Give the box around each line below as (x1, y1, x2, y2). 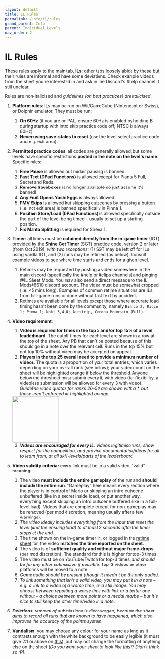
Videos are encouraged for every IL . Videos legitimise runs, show (19, 442, 154, 448)
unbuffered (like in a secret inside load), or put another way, (19, 493, 141, 499)
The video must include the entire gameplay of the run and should (19, 477, 157, 483)
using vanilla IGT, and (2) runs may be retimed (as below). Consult (12, 251, 147, 257)
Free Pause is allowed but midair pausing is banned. (19, 168, 126, 174)
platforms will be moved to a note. (19, 566, 89, 572)
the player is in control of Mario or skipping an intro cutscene (19, 488, 144, 494)
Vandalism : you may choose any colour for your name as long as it (12, 628, 149, 634)
